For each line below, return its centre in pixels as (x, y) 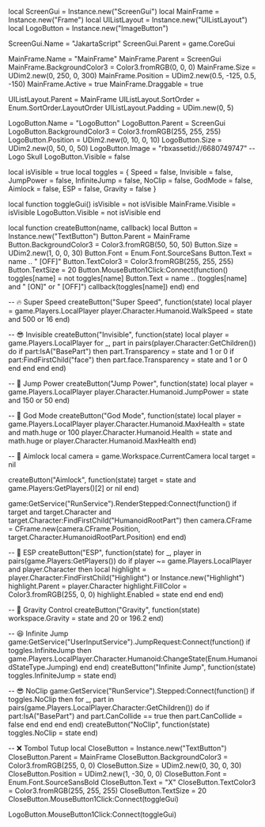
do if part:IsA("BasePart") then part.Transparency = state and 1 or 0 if (121, 351)
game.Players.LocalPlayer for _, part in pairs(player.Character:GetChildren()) (132, 343)
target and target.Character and (60, 512)
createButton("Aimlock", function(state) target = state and (102, 480)
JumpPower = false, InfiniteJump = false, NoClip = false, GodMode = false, (131, 180)
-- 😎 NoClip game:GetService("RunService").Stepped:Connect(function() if (132, 691)
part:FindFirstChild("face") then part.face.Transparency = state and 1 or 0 (128, 360)
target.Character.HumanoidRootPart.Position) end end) (98, 537)
